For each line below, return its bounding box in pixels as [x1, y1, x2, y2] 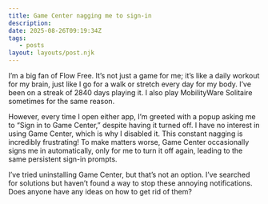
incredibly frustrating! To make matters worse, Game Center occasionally [8, 138, 250, 146]
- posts [18, 42, 45, 50]
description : [8, 19, 52, 27]
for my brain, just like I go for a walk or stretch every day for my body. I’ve [8, 79, 252, 89]
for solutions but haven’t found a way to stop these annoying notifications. [8, 178, 254, 188]
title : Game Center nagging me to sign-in [8, 11, 152, 20]
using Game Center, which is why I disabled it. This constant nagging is [8, 129, 243, 138]
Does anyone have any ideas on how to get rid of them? [8, 187, 192, 196]
